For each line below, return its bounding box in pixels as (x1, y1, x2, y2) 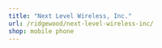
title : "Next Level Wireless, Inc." (8, 11, 132, 20)
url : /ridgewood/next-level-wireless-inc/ (8, 20, 154, 28)
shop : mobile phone (8, 27, 75, 35)
